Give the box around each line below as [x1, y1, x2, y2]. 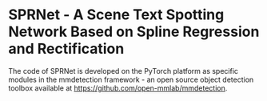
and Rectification [8, 40, 125, 58]
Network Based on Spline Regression [8, 22, 260, 41]
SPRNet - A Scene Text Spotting [8, 6, 225, 24]
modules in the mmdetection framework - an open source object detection [8, 75, 254, 84]
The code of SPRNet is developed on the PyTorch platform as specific [8, 66, 238, 75]
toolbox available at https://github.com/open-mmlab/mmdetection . [8, 83, 228, 93]
